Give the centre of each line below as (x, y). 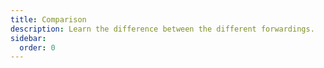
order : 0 (37, 47)
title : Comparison (48, 19)
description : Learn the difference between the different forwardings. (162, 29)
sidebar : (28, 38)
